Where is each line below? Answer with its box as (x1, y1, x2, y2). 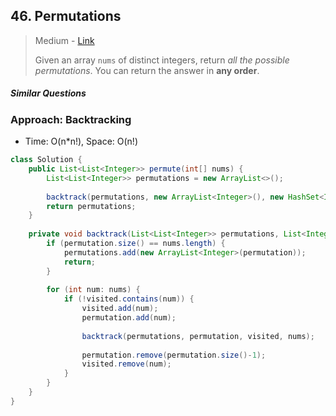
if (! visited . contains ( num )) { (63, 294, 195, 304)
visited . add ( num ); (81, 304, 159, 314)
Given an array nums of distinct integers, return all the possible (34, 54, 290, 66)
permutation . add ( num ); (81, 313, 177, 323)
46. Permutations (10, 8, 122, 25)
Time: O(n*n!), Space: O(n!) (24, 135, 138, 148)
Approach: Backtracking (10, 112, 132, 126)
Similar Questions (10, 87, 87, 99)
